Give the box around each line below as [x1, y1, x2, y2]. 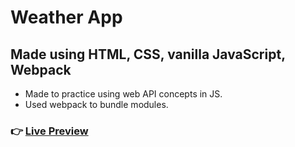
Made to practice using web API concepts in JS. [24, 88, 223, 100]
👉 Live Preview [10, 124, 89, 138]
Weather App [10, 6, 123, 29]
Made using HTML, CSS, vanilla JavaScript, [10, 46, 286, 63]
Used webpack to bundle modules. [24, 99, 169, 110]
